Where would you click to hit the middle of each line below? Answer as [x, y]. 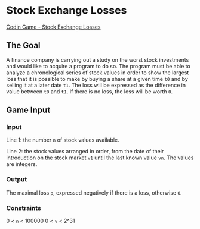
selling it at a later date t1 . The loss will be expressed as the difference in [96, 85]
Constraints [24, 208]
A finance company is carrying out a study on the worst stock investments [98, 59]
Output [17, 180]
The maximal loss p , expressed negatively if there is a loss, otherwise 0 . [94, 192]
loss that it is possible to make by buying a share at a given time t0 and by [97, 79]
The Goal [23, 46]
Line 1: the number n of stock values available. [63, 140]
